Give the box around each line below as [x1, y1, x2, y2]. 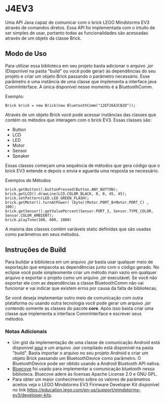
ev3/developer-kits [12, 392, 51, 398]
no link [12, 387, 26, 393]
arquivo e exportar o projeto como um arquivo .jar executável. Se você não [5, 275, 157, 281]
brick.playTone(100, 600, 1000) [5, 217, 72, 222]
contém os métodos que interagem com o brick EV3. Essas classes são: [5, 117, 152, 123]
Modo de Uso [5, 50, 47, 58]
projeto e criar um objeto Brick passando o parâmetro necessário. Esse [5, 73, 150, 79]
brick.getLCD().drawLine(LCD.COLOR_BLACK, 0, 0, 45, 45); [5, 191, 127, 196]
